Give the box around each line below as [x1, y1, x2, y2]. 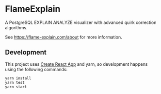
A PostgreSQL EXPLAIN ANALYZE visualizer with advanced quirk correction [5, 19, 157, 25]
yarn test [5, 80, 25, 85]
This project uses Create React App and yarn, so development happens [5, 61, 148, 67]
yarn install [5, 75, 32, 81]
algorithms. [5, 24, 28, 30]
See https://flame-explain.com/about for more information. [5, 34, 122, 40]
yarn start [5, 84, 27, 89]
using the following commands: [5, 66, 68, 72]
